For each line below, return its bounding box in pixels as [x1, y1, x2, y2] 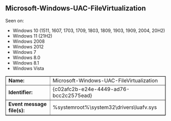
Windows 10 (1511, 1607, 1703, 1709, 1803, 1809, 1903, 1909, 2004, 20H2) [12, 27, 165, 34]
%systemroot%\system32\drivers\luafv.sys [52, 104, 157, 111]
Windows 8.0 [12, 54, 41, 60]
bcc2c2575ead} [52, 92, 93, 99]
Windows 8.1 [12, 59, 39, 66]
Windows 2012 [12, 43, 44, 50]
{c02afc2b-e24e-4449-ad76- [52, 85, 130, 93]
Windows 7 [12, 49, 37, 55]
